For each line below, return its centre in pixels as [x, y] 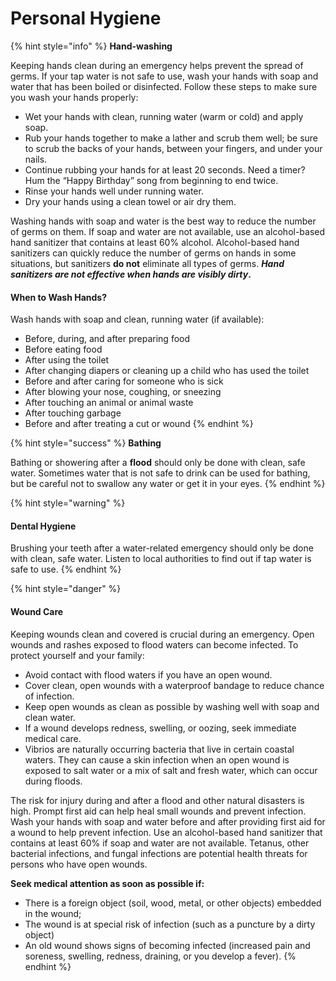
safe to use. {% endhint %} [66, 569]
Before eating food [63, 349]
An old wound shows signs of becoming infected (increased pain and [167, 945]
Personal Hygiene [86, 18]
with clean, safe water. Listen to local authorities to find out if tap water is [161, 559]
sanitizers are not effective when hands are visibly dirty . [131, 274]
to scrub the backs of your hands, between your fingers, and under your [173, 148]
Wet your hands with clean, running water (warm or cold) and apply [164, 116]
